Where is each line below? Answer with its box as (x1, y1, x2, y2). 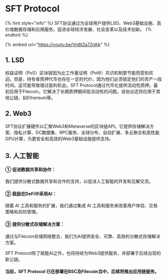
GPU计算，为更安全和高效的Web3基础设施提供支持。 (5, 135, 114, 142)
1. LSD (5, 56, 25, 65)
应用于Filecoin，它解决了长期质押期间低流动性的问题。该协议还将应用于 (9, 88, 157, 94)
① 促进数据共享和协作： (5, 166, 56, 172)
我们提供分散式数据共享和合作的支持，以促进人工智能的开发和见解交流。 (5, 179, 153, 185)
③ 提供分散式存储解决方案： (5, 221, 65, 227)
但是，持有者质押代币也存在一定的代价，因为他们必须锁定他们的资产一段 (13, 76, 162, 82)
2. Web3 (5, 109, 32, 118)
